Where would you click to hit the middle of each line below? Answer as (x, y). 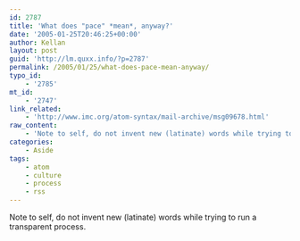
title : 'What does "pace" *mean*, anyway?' (92, 26)
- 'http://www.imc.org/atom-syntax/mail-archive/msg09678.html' (147, 117)
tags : (19, 158)
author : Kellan (37, 42)
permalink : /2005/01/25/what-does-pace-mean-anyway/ (109, 68)
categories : (31, 142)
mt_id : (21, 92)
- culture (44, 175)
